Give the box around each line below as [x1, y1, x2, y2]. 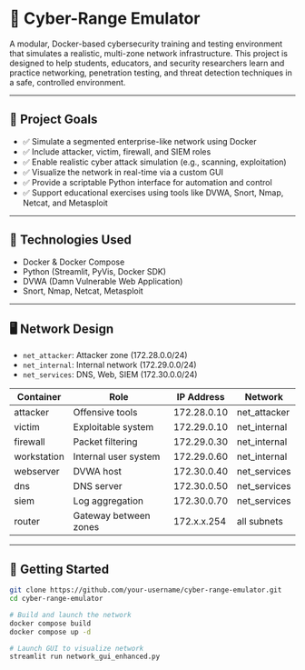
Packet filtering [73, 435, 138, 448]
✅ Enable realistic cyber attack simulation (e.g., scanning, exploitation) [22, 156, 288, 167]
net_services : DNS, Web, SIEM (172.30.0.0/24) [22, 369, 198, 380]
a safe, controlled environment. [9, 76, 126, 87]
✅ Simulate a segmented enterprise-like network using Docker [22, 135, 257, 146]
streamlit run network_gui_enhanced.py [9, 652, 161, 662]
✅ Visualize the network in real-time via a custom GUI [22, 166, 224, 177]
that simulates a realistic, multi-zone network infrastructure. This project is [9, 47, 289, 58]
